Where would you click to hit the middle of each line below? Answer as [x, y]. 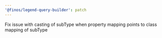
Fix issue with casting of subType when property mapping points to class [81, 24]
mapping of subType [26, 30]
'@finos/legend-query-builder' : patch [46, 10]
